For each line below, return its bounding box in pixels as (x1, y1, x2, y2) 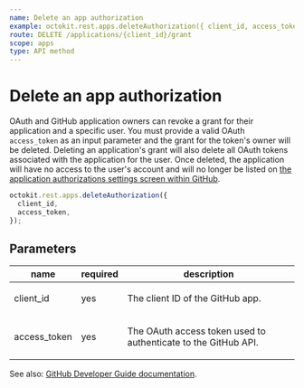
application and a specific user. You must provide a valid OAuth (9, 126, 245, 137)
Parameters (9, 241, 77, 256)
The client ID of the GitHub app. (127, 292, 261, 305)
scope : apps (9, 38, 54, 48)
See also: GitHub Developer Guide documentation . (9, 368, 197, 380)
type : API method (9, 47, 75, 56)
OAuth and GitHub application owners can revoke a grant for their (9, 116, 254, 127)
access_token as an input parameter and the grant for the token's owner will (9, 135, 291, 146)
